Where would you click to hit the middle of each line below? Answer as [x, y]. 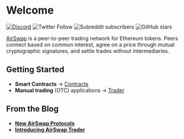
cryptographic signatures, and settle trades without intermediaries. [88, 50]
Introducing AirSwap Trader [50, 129]
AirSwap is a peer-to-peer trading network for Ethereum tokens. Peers [92, 38]
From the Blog [33, 109]
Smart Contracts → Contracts [52, 84]
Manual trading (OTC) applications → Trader [69, 90]
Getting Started [35, 70]
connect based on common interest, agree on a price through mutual [91, 45]
